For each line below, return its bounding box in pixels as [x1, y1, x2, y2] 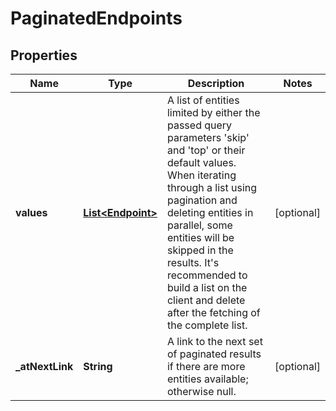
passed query [166, 118, 233, 132]
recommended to [166, 268, 248, 282]
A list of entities [166, 93, 240, 107]
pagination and [166, 193, 238, 207]
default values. [166, 156, 237, 169]
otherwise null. [166, 385, 237, 398]
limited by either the [166, 106, 261, 119]
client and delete [166, 293, 246, 307]
